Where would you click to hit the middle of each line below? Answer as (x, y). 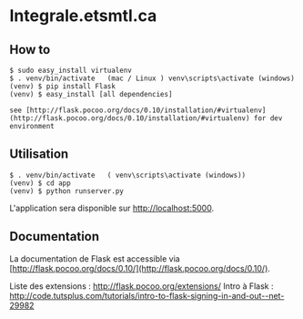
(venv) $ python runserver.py (67, 191)
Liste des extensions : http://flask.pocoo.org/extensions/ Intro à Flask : (142, 286)
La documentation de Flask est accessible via (95, 258)
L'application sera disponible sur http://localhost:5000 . (112, 208)
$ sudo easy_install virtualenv (71, 70)
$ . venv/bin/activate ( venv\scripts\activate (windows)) (128, 175)
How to (30, 50)
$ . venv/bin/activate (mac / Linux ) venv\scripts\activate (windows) (152, 78)
